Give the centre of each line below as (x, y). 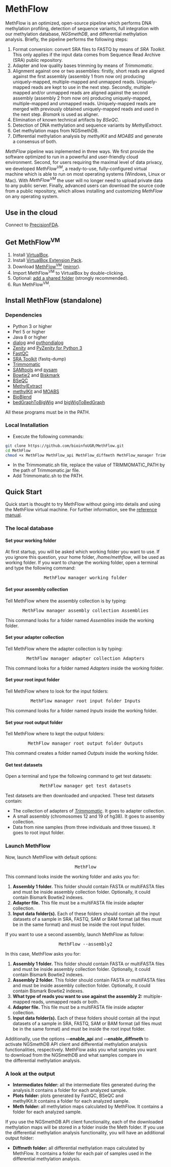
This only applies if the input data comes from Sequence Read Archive (87, 55)
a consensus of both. (35, 141)
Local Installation (27, 425)
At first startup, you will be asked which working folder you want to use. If (82, 552)
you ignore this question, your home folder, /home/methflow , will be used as (85, 557)
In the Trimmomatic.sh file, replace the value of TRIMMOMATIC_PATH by (89, 465)
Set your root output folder (34, 722)
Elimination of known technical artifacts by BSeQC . (66, 120)
